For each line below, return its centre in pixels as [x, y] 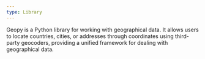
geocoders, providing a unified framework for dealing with [95, 42]
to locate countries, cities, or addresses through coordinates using [90, 36]
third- [182, 36]
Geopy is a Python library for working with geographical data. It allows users [102, 29]
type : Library [24, 12]
